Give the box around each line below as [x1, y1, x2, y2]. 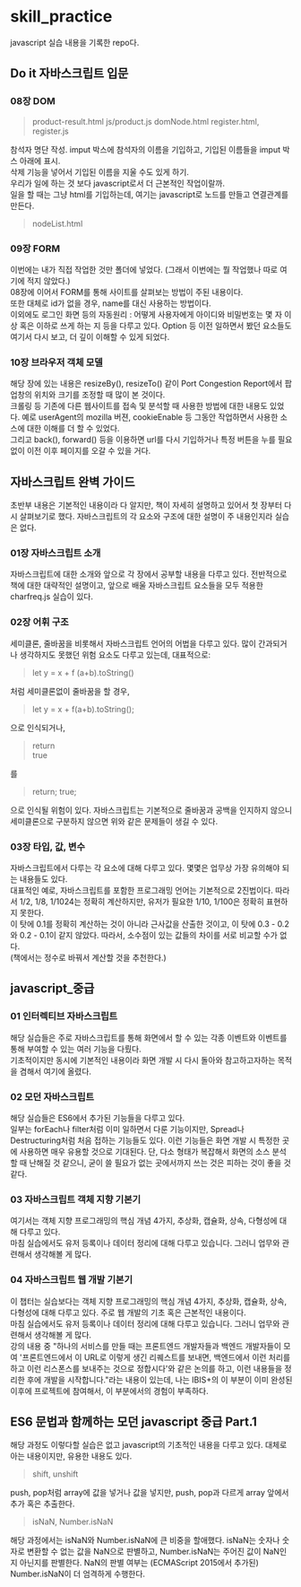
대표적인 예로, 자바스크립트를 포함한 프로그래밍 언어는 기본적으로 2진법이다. [10, 885, 274, 895]
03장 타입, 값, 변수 [10, 841, 86, 853]
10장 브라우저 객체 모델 [10, 356, 104, 369]
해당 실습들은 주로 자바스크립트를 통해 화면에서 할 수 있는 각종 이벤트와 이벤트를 [10, 1032, 288, 1042]
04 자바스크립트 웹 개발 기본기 [10, 1274, 133, 1286]
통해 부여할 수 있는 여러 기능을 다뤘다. [10, 1043, 142, 1054]
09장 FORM [10, 242, 61, 255]
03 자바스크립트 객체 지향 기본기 [10, 1193, 142, 1206]
